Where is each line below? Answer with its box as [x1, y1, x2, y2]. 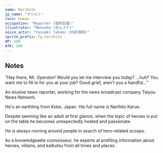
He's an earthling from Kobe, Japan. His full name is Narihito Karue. [5, 104, 141, 110]
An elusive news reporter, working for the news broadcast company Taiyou [5, 89, 156, 95]
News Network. [5, 94, 36, 100]
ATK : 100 [5, 44, 23, 48]
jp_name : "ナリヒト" [5, 12, 44, 17]
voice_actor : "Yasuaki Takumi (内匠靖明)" [5, 30, 90, 35]
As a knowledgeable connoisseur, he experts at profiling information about [5, 137, 155, 143]
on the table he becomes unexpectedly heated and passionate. [5, 118, 131, 125]
